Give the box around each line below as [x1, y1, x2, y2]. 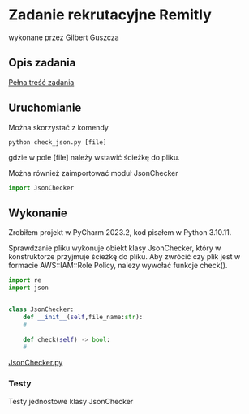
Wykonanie [8, 206, 67, 220]
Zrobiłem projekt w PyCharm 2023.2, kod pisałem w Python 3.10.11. [8, 228, 232, 237]
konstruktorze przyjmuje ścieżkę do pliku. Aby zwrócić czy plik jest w [8, 252, 241, 262]
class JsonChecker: [8, 305, 75, 314]
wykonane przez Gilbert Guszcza [8, 32, 119, 42]
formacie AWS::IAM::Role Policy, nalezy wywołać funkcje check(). [8, 261, 228, 271]
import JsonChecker [8, 184, 75, 192]
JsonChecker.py [8, 358, 63, 368]
